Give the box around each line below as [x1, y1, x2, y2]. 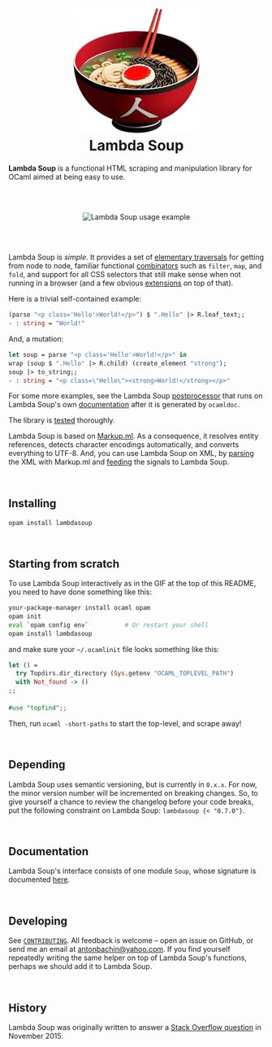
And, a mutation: [8, 333, 63, 344]
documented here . [8, 875, 71, 884]
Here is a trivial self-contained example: [8, 294, 142, 304]
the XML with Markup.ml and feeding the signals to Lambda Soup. [8, 457, 230, 467]
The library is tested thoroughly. [8, 415, 115, 425]
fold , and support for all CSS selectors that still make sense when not [8, 270, 241, 280]
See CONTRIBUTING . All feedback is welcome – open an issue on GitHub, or [8, 936, 254, 945]
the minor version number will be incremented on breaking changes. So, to [8, 788, 258, 797]
